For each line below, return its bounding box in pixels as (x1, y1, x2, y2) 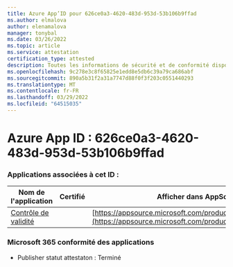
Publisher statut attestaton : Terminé (17, 253, 121, 261)
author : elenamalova (7, 23, 67, 30)
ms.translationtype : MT (7, 81, 76, 88)
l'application (10, 196, 53, 206)
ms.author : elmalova (7, 17, 67, 24)
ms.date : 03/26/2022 (7, 36, 67, 43)
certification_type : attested (7, 55, 95, 62)
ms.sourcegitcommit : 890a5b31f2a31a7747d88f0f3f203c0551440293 (7, 74, 194, 82)
